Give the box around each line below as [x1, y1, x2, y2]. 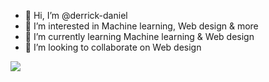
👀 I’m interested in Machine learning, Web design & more [24, 20, 259, 32]
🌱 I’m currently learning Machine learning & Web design [24, 31, 255, 42]
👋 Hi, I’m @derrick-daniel [24, 10, 128, 21]
